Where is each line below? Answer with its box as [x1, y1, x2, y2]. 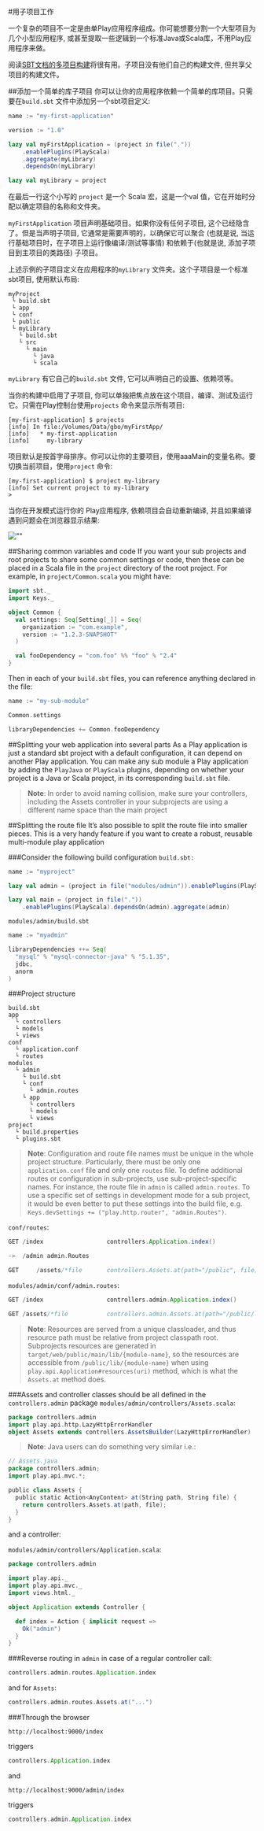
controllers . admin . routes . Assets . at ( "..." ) [8, 1699, 153, 1707]
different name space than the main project [27, 805, 167, 815]
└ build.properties [15, 1128, 79, 1136]
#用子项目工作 [8, 7, 54, 16]
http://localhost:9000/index [8, 1728, 104, 1736]
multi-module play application [8, 837, 104, 846]
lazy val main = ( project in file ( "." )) [8, 896, 143, 904]
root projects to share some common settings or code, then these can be [8, 555, 245, 564]
